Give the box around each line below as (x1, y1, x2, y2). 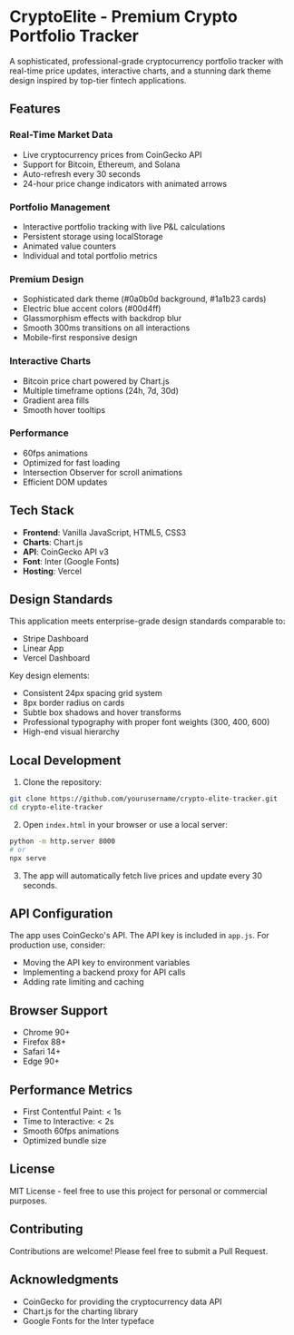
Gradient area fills (22, 395, 90, 406)
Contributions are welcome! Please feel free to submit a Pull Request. (9, 1245, 269, 1256)
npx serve (9, 853, 47, 863)
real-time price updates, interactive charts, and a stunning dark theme (9, 65, 271, 76)
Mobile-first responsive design (22, 332, 138, 343)
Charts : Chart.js (22, 536, 83, 547)
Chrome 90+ (22, 1027, 71, 1038)
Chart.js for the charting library (22, 1305, 139, 1317)
